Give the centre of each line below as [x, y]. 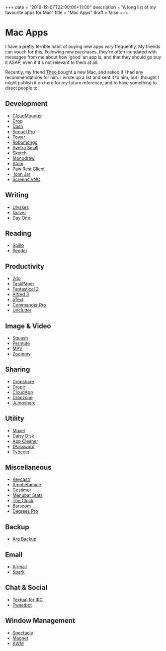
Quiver [19, 212]
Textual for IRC [28, 600]
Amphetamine [27, 485]
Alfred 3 [21, 295]
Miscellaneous [28, 468]
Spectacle [23, 633]
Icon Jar [22, 174]
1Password [23, 446]
